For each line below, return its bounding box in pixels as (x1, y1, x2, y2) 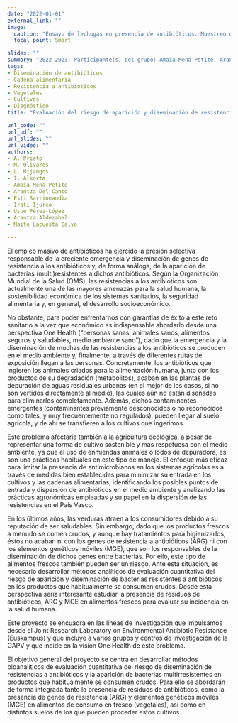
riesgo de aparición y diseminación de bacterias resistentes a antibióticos (7, 575, 222, 583)
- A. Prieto (7, 155, 42, 162)
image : (7, 23, 27, 31)
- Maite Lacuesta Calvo (7, 221, 78, 228)
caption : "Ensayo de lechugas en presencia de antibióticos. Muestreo (13, 30, 227, 38)
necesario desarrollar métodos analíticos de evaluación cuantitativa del (7, 567, 215, 575)
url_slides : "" (7, 135, 52, 142)
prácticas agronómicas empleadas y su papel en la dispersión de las (7, 493, 208, 501)
